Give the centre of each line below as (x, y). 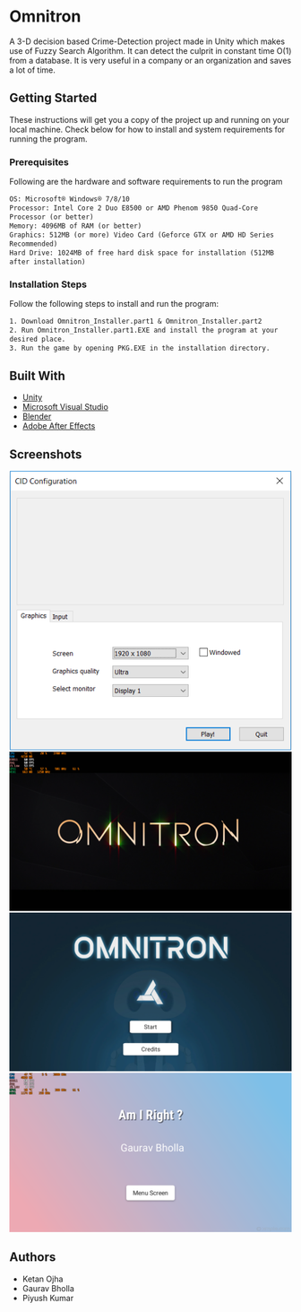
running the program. (48, 139)
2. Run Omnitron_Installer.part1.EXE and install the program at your (144, 330)
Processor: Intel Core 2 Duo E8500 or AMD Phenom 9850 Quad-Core (133, 208)
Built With (37, 375)
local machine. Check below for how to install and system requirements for (147, 129)
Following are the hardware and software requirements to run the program (146, 182)
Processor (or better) (52, 217)
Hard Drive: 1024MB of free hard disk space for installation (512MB (142, 253)
